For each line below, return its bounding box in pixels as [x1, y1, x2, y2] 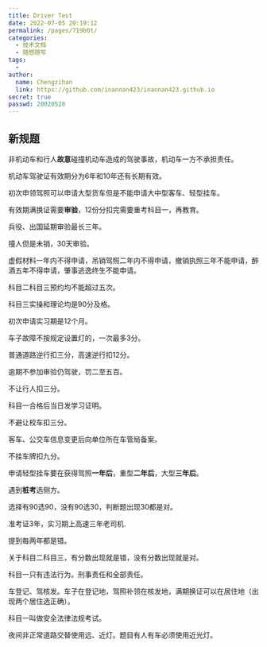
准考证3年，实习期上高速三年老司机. [8, 518, 126, 529]
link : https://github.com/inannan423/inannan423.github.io [15, 85, 215, 94]
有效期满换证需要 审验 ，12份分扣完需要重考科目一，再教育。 [8, 204, 204, 215]
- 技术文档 [15, 41, 47, 49]
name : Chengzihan [15, 78, 73, 86]
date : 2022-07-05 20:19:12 [8, 19, 98, 27]
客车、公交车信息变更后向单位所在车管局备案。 [8, 434, 161, 444]
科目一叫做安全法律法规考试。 [8, 613, 106, 622]
